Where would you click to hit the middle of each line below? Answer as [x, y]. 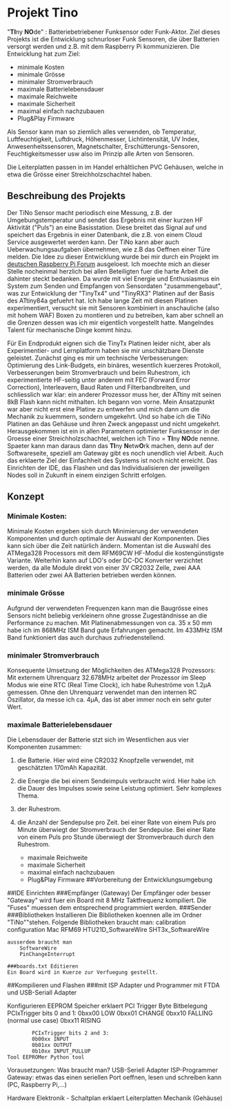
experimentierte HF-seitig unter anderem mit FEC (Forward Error [99, 380]
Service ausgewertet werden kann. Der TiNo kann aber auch [93, 242]
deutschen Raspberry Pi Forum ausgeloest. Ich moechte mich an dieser [109, 264]
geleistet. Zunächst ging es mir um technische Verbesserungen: [98, 358]
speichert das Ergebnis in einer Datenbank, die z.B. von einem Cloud [104, 234]
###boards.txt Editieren [43, 966]
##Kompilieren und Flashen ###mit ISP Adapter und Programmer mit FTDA [113, 985]
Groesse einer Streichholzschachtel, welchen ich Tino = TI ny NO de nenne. [113, 438]
